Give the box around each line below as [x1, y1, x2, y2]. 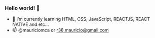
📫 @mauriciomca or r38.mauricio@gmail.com [12, 27, 109, 33]
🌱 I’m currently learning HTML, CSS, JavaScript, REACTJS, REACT [12, 16, 150, 22]
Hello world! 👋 [5, 5, 40, 12]
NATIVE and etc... [12, 21, 49, 27]
